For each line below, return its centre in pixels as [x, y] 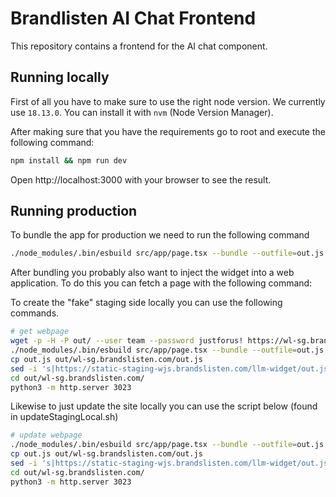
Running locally [60, 77]
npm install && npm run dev [69, 160]
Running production [74, 211]
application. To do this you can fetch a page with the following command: [161, 283]
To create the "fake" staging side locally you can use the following [146, 303]
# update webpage [46, 435]
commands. [35, 313]
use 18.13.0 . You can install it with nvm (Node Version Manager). [142, 112]
